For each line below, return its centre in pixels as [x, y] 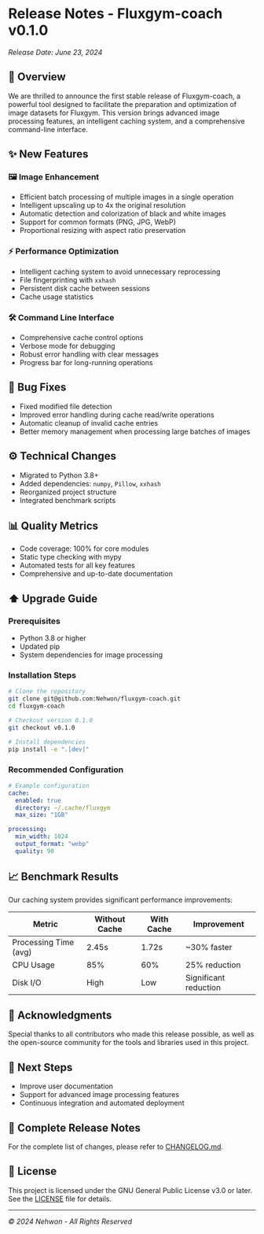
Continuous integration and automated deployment [102, 1103]
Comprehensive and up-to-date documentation [96, 574]
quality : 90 [35, 851]
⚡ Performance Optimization [64, 251]
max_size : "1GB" [42, 815]
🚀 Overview [37, 77]
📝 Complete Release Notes [75, 1127]
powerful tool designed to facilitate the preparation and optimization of [123, 104]
